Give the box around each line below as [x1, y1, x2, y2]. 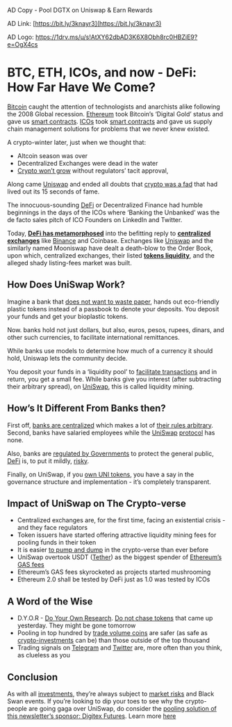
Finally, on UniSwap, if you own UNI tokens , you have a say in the [7, 470, 194, 478]
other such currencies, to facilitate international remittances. [7, 333, 180, 341]
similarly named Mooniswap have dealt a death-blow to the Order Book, [7, 244, 213, 252]
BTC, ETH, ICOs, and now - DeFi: [7, 65, 197, 81]
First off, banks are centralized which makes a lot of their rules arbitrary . [7, 421, 214, 429]
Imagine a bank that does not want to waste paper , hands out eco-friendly [7, 297, 219, 306]
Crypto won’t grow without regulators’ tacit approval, [17, 166, 169, 175]
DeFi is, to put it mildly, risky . [7, 456, 90, 465]
